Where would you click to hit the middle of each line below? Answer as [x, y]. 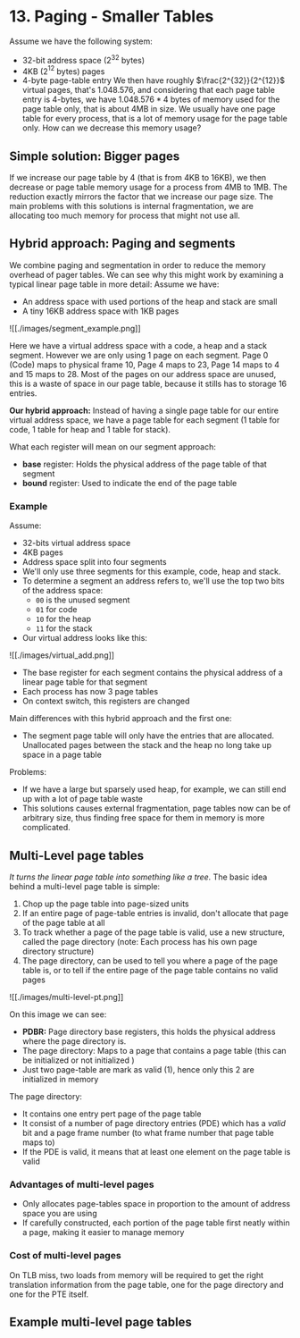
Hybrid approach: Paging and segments [122, 244]
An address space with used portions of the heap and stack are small [150, 301]
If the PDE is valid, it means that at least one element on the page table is [156, 1151]
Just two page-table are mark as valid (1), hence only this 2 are [138, 1069]
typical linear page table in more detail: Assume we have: [114, 284]
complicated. [46, 828]
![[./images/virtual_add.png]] [62, 655]
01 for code [56, 610]
